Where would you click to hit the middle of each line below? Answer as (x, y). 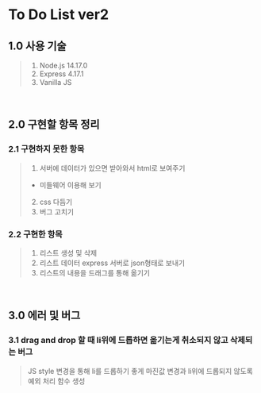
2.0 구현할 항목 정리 (54, 125)
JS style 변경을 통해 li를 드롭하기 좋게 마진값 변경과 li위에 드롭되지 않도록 (140, 371)
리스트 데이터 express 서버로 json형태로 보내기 (112, 263)
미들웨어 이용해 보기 (70, 185)
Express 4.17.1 (61, 74)
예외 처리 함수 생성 (56, 381)
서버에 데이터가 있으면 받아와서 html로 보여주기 (112, 168)
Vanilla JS (56, 82)
